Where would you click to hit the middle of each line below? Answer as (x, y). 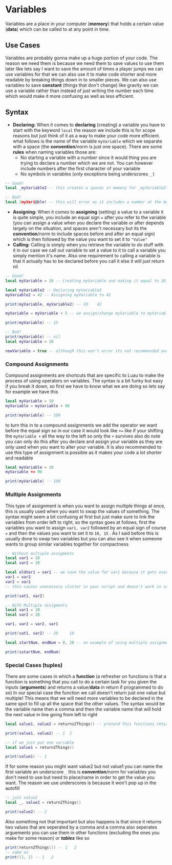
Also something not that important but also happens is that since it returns (83, 821)
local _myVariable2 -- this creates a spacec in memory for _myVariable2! (87, 188)
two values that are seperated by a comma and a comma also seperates (81, 827)
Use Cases (23, 46)
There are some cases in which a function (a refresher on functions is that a (86, 676)
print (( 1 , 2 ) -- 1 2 (29, 857)
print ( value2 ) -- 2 (26, 812)
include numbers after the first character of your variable (80, 168)
